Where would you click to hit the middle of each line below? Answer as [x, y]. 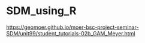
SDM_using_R [41, 11]
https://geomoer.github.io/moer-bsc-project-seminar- [72, 27]
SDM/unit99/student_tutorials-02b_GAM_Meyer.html [71, 33]
